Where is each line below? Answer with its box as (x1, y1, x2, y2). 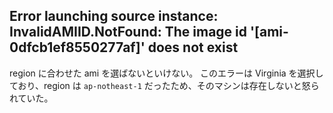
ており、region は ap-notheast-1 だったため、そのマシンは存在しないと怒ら (9, 79, 320, 91)
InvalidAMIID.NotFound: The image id (9, 24, 247, 41)
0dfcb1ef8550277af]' (9, 39, 146, 56)
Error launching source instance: (9, 8, 219, 25)
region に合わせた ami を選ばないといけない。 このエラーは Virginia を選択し (9, 67, 324, 79)
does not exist (147, 39, 239, 56)
